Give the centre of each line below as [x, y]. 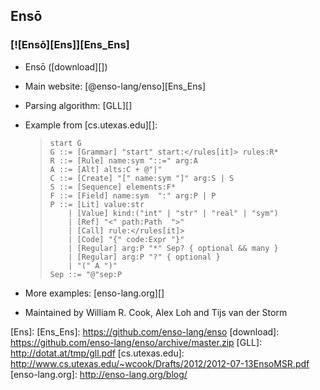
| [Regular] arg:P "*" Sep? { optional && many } [173, 248]
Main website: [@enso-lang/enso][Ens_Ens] [115, 86]
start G [65, 143]
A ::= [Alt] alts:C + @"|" [106, 169]
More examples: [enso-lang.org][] [94, 293]
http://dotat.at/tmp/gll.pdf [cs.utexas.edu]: [97, 353]
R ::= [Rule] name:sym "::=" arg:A [123, 160]
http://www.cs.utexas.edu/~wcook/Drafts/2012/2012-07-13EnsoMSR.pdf [160, 363]
